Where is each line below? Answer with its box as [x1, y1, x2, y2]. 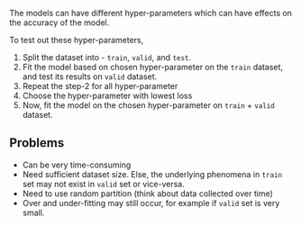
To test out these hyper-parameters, [9, 35, 144, 45]
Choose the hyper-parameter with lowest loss [22, 90, 193, 101]
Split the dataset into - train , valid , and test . [22, 52, 192, 62]
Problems [9, 135, 65, 151]
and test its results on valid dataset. [22, 71, 158, 82]
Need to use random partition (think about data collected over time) [22, 188, 273, 199]
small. [22, 207, 45, 218]
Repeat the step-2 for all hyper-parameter [22, 81, 178, 91]
